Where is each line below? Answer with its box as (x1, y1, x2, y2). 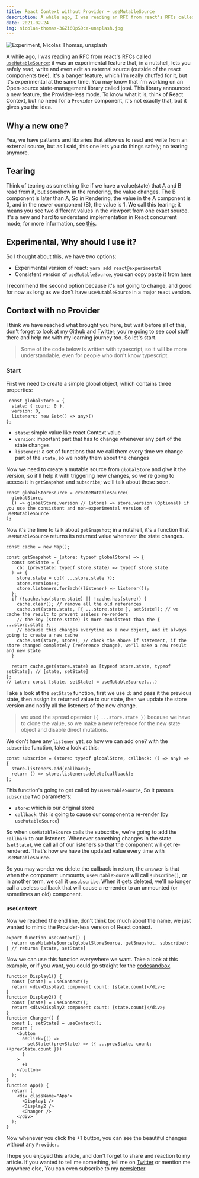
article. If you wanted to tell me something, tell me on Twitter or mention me (6, 1158, 191, 1166)
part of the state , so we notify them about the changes (14, 454, 149, 461)
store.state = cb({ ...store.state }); (17, 575, 115, 581)
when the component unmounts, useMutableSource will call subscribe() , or (6, 871, 188, 878)
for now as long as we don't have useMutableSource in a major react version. (6, 288, 191, 296)
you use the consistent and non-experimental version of (6, 505, 150, 511)
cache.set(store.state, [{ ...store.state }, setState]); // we (17, 606, 179, 612)
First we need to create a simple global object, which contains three (6, 380, 172, 387)
